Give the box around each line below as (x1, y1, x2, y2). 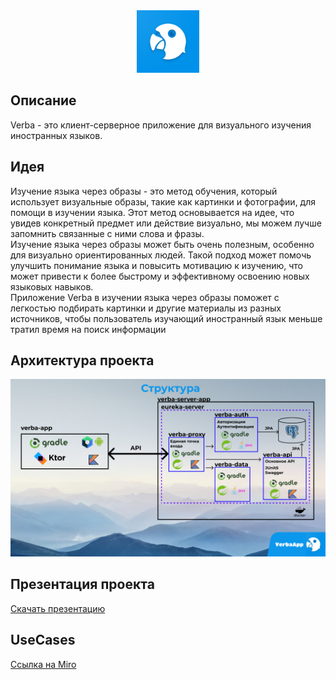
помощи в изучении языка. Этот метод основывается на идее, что (10, 206, 295, 218)
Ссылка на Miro (10, 658, 77, 670)
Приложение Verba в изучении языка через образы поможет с (10, 291, 280, 303)
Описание (10, 92, 77, 109)
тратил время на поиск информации (10, 323, 167, 335)
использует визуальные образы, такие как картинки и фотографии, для (10, 195, 317, 208)
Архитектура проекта (10, 352, 155, 369)
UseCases (10, 632, 76, 649)
